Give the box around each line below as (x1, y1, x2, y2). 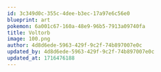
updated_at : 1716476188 (7, 55, 75, 62)
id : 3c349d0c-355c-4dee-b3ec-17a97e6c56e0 (7, 10, 130, 17)
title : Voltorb (7, 29, 51, 36)
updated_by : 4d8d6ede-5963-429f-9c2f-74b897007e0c (7, 49, 155, 56)
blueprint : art (7, 16, 51, 23)
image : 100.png (7, 36, 51, 43)
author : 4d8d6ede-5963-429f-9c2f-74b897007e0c (7, 42, 143, 49)
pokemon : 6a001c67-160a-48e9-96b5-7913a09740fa (7, 23, 146, 29)
